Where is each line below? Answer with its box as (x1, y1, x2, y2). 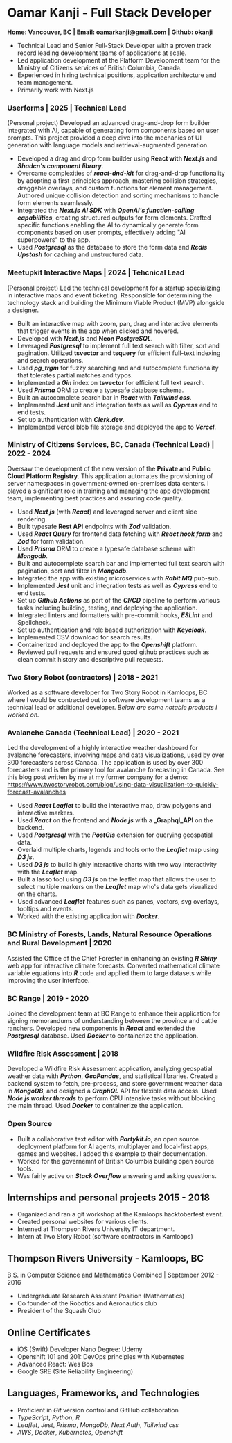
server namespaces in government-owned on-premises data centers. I (7, 479, 209, 487)
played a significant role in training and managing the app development (7, 487, 210, 495)
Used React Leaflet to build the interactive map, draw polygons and (17, 801, 211, 810)
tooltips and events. (17, 905, 74, 913)
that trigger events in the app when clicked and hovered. (17, 327, 179, 335)
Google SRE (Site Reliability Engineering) (17, 1367, 134, 1376)
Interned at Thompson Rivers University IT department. (17, 1225, 175, 1233)
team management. (17, 78, 73, 86)
